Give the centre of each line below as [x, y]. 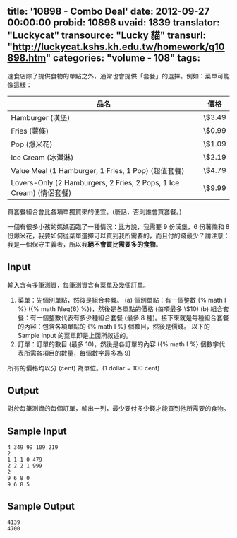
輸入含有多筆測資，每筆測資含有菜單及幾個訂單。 [78, 285]
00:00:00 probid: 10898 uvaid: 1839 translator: [114, 23]
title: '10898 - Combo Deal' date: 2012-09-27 [109, 12]
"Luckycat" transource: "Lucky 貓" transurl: [107, 36]
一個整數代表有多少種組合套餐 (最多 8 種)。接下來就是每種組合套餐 [133, 317]
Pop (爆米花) [32, 144]
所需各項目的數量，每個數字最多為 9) [77, 353]
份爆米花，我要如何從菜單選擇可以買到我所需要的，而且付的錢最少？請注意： [119, 235]
